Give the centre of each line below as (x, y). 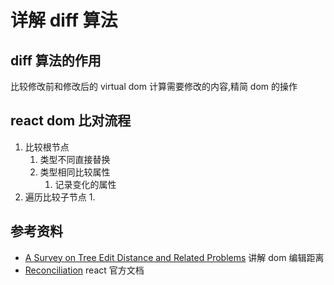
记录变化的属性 (85, 184)
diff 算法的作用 (56, 60)
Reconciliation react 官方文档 (84, 270)
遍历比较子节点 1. (60, 197)
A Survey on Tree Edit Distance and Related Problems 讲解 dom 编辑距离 (174, 257)
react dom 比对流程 (71, 121)
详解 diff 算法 (64, 20)
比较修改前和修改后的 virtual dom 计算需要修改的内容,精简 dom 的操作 (154, 86)
